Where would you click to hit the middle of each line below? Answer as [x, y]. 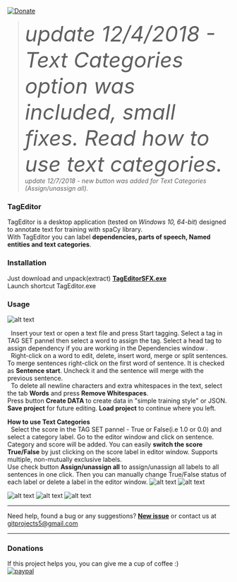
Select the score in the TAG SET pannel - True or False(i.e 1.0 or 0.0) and [116, 429]
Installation [27, 263]
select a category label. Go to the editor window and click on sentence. [111, 436]
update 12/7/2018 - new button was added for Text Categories [115, 181]
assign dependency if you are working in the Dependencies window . [108, 348]
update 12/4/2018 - [120, 34]
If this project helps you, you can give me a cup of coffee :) [93, 564]
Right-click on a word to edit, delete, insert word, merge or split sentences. [119, 355]
